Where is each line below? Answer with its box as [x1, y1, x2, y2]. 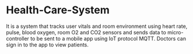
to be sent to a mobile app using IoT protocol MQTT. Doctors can [30, 35, 187, 42]
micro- [167, 28, 184, 35]
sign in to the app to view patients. [6, 41, 89, 48]
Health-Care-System [6, 3, 110, 17]
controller [6, 35, 29, 42]
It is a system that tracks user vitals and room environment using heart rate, [6, 23, 188, 30]
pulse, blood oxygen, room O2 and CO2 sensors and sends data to [6, 28, 166, 35]
